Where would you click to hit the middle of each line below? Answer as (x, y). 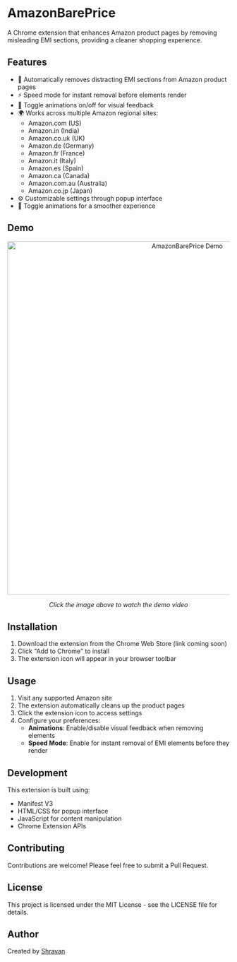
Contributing (36, 849)
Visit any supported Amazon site (65, 698)
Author (23, 934)
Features (27, 63)
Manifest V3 (35, 803)
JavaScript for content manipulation (69, 819)
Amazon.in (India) (54, 130)
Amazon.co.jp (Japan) (60, 190)
